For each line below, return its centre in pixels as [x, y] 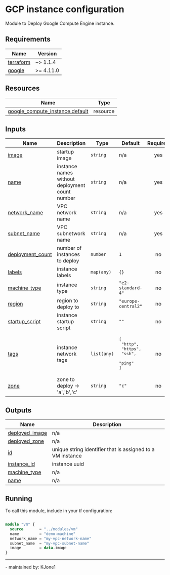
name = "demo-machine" [43, 534]
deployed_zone [26, 441]
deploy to [68, 307]
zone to [66, 379]
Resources [23, 88]
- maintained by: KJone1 [30, 567]
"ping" [126, 363]
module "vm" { [20, 524]
